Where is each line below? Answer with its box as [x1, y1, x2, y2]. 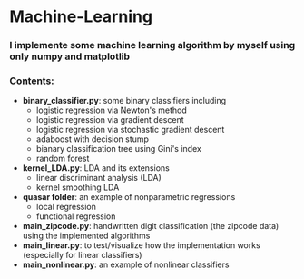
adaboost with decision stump [35, 134, 150, 144]
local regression [35, 202, 97, 213]
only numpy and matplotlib [9, 50, 130, 63]
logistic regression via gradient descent [35, 115, 184, 125]
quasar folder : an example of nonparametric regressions [22, 192, 236, 203]
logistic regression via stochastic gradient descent [35, 125, 225, 135]
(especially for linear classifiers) [22, 250, 142, 261]
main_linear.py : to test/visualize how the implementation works [22, 240, 260, 251]
